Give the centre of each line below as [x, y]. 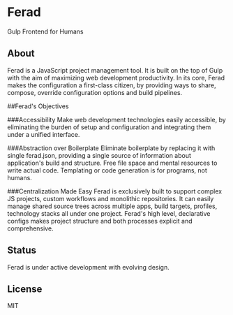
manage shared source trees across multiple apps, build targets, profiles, [112, 206]
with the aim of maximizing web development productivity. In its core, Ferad [116, 78]
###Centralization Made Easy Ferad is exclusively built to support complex [114, 191]
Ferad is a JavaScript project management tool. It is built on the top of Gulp [115, 70]
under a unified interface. [44, 134]
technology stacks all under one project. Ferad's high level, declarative [109, 213]
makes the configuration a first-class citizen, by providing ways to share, [112, 85]
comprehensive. [30, 228]
